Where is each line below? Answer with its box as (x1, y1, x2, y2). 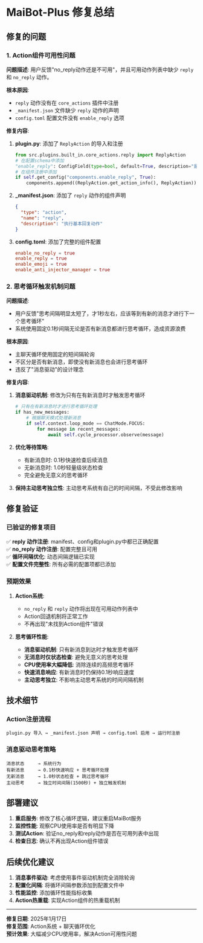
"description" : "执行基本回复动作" (21, 220, 103, 227)
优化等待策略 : (14, 443, 49, 451)
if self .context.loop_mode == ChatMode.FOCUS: (26, 420, 146, 426)
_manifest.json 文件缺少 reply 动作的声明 (14, 106, 119, 114)
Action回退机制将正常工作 (24, 613, 88, 620)
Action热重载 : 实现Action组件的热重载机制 (14, 896, 120, 904)
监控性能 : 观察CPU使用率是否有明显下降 (14, 822, 115, 829)
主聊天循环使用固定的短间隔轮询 (14, 351, 95, 358)
